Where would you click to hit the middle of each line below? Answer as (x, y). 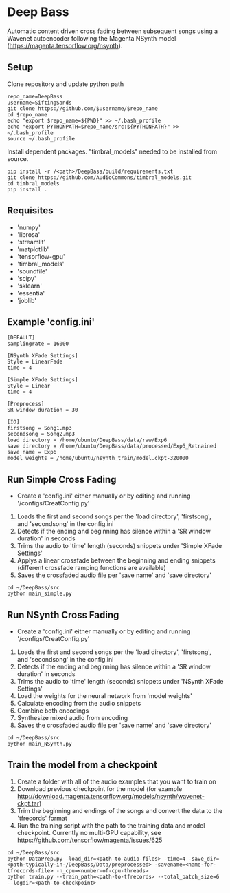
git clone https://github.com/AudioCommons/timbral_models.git (100, 177)
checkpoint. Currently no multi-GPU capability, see (89, 832)
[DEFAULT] (21, 338)
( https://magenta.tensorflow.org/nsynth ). (65, 45)
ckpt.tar (28, 803)
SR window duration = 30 (43, 410)
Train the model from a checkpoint (82, 765)
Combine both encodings (53, 711)
